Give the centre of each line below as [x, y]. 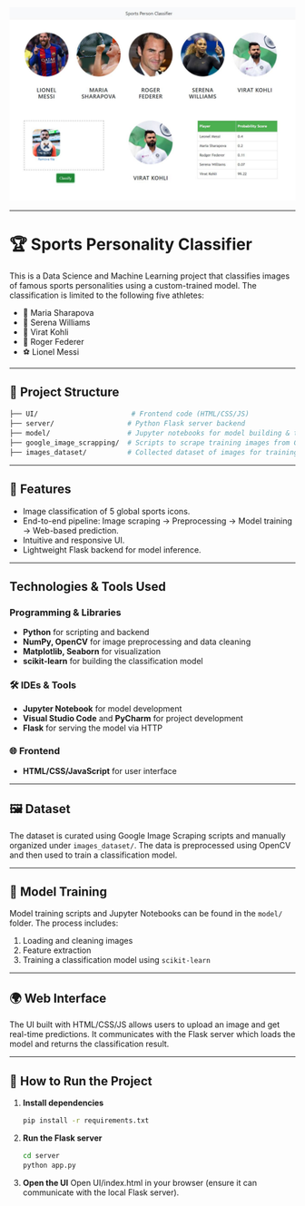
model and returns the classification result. [89, 1044]
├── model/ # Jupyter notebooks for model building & [150, 434]
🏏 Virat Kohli [45, 332]
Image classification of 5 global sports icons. [106, 511]
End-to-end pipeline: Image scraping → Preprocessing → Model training [157, 521]
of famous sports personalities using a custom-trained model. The [133, 285]
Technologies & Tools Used [88, 587]
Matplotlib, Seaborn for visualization [92, 652]
